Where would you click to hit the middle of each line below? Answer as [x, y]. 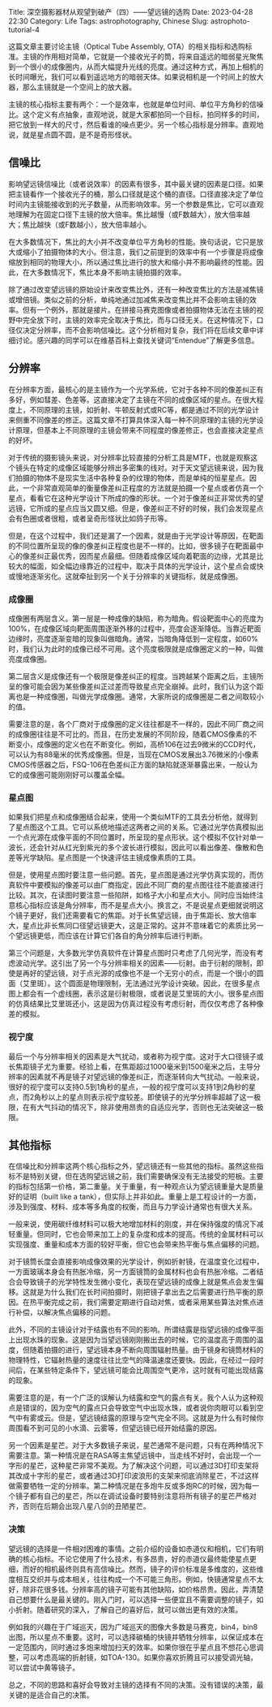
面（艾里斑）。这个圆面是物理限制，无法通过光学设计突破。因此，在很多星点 [134, 983]
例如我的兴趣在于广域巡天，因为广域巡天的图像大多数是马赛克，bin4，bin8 [133, 1627]
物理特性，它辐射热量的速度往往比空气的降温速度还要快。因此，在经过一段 [132, 1360]
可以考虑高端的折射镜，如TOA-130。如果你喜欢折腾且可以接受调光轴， [140, 1657]
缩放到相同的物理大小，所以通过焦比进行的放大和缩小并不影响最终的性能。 [132, 261]
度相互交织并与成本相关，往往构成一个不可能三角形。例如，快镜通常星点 [129, 1579]
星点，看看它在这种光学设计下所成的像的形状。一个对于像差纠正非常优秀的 [132, 498]
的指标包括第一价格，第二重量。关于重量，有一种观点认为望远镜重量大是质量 [136, 1186]
